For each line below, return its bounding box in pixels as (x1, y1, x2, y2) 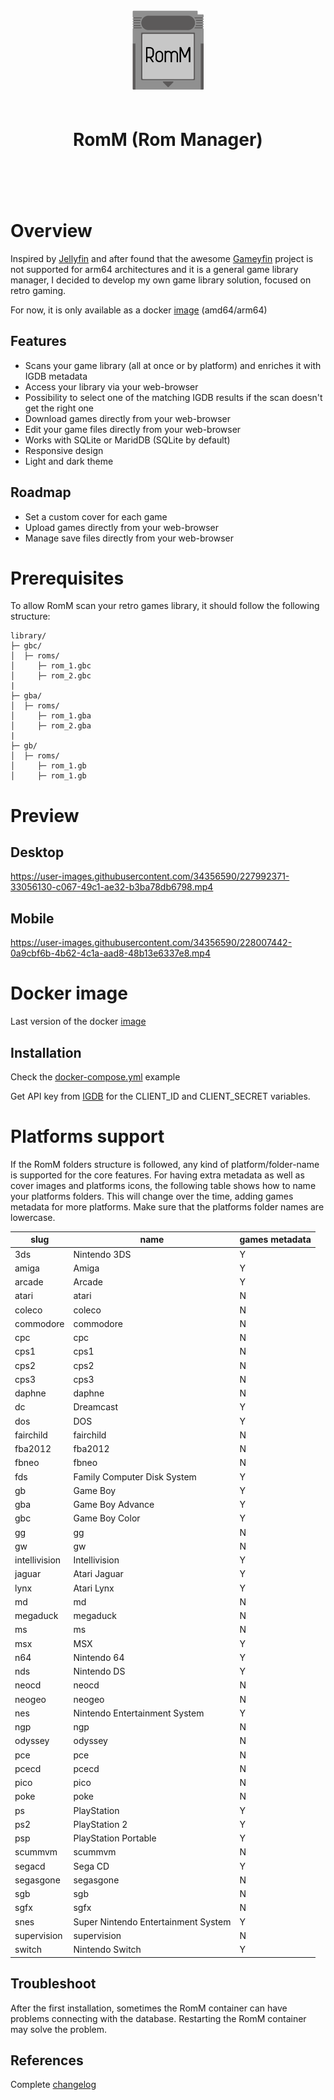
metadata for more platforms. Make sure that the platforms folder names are (10, 1200, 325, 1213)
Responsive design (24, 444, 104, 456)
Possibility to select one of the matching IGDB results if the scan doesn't (24, 391, 323, 403)
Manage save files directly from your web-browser (24, 532, 235, 544)
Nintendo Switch (73, 1944, 142, 1956)
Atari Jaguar (73, 1568, 124, 1580)
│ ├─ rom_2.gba (10, 721, 92, 731)
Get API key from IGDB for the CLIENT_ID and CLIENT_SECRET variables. (10, 1090, 311, 1102)
